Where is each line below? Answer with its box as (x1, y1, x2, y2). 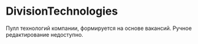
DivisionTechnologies (6, 4, 118, 18)
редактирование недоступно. (6, 31, 83, 38)
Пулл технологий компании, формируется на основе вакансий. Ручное (6, 24, 192, 32)
